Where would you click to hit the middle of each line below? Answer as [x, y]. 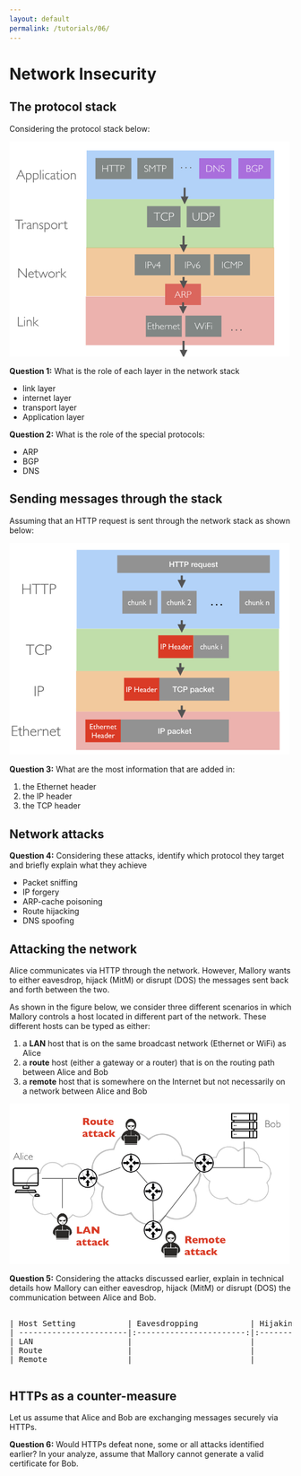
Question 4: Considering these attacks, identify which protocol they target [147, 856]
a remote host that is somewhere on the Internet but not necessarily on [154, 1081]
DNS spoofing [48, 921]
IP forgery [41, 892]
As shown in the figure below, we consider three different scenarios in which [150, 1007]
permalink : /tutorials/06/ [60, 28]
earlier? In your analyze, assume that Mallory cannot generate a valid [137, 1454]
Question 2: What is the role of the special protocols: [107, 434]
